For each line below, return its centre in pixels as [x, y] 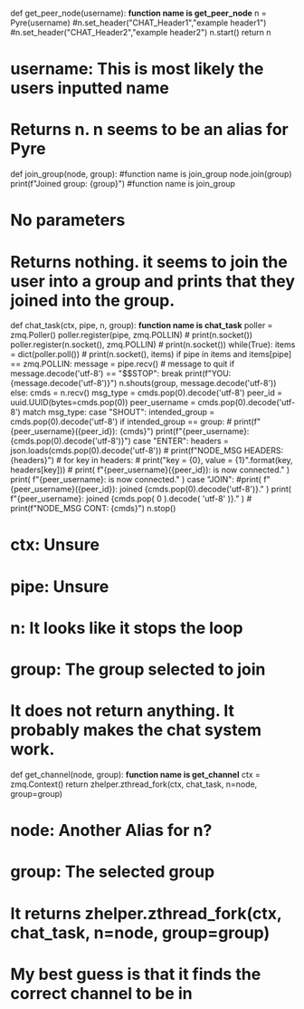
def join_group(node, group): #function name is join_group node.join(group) [151, 174]
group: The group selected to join [138, 669]
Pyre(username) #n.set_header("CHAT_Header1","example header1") [138, 23]
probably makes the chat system [136, 730]
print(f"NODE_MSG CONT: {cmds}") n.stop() [93, 509]
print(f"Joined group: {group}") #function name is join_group [123, 184]
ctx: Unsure [55, 545]
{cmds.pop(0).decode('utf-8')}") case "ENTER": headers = [120, 441]
